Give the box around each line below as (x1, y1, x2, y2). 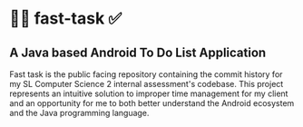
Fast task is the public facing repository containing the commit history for (9, 69, 283, 80)
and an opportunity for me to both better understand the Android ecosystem (9, 98, 295, 108)
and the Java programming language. (9, 108, 150, 118)
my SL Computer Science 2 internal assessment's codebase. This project (9, 79, 284, 89)
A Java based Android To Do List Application (9, 44, 267, 60)
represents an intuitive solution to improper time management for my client (9, 88, 288, 99)
